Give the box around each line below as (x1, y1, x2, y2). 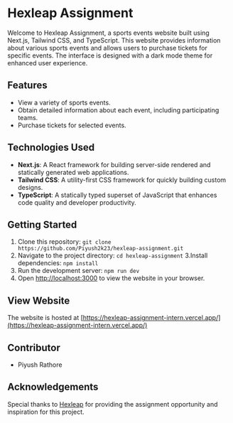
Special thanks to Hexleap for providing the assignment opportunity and (7, 400, 218, 408)
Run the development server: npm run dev (17, 267, 140, 275)
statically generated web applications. (17, 168, 129, 176)
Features (7, 80, 48, 92)
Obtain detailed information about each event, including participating (17, 105, 220, 114)
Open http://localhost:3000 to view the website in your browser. (17, 274, 205, 282)
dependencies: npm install (17, 259, 99, 267)
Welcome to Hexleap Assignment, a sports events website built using (7, 28, 210, 37)
